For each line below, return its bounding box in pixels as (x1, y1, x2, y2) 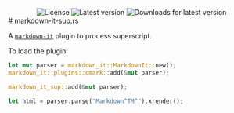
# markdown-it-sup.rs (8, 16, 79, 25)
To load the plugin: (8, 46, 69, 56)
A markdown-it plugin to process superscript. (8, 31, 153, 40)
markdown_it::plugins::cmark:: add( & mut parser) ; (8, 68, 170, 77)
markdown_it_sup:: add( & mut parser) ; (8, 82, 128, 91)
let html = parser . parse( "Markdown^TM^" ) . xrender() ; (8, 97, 184, 105)
